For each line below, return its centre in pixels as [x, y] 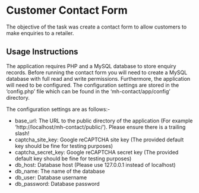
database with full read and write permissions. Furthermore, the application [98, 78]
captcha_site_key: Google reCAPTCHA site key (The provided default [99, 140]
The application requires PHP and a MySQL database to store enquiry [91, 66]
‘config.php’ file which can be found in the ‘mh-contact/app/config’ [88, 91]
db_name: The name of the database [60, 171]
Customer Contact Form [67, 10]
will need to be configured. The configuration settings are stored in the [93, 85]
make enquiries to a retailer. [40, 33]
